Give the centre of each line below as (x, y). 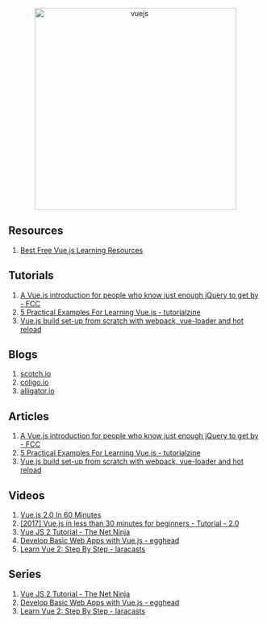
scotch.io (35, 374)
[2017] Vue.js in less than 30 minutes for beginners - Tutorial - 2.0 (129, 523)
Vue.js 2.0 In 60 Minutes (60, 515)
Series (25, 574)
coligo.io (34, 382)
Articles (29, 416)
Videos (27, 495)
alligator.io (37, 391)
